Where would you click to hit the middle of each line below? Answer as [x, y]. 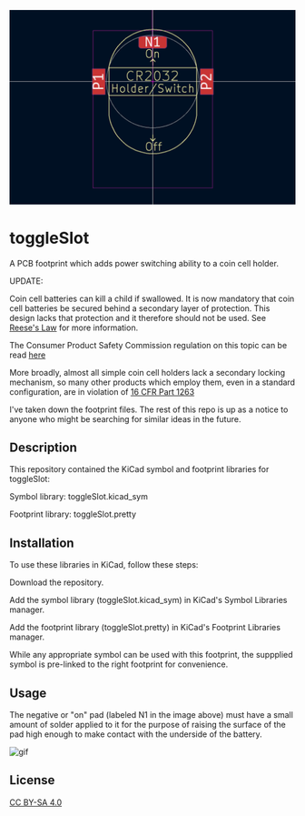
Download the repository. [57, 582]
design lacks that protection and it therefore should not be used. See [138, 317]
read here [28, 355]
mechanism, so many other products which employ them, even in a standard [152, 382]
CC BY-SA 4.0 [36, 802]
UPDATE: [26, 281]
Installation [42, 543]
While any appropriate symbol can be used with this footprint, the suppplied [151, 655]
